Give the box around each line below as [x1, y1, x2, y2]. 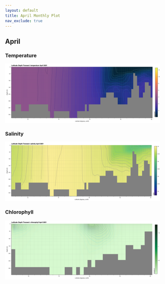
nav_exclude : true [5, 18, 43, 23]
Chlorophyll [5, 209, 34, 215]
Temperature [5, 52, 37, 59]
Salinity [5, 130, 24, 137]
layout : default [5, 8, 38, 13]
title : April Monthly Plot [5, 13, 60, 18]
